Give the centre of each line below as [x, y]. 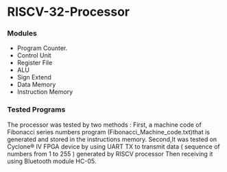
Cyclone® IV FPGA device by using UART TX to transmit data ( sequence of [114, 146]
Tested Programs [36, 110]
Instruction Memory [45, 92]
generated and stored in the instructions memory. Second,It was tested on [112, 139]
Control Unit [34, 56]
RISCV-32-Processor [69, 12]
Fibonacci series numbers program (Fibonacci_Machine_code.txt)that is [109, 132]
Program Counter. [42, 48]
